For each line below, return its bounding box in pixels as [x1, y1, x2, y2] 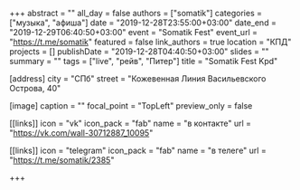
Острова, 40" [9, 83, 61, 93]
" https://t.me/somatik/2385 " [9, 155, 115, 166]
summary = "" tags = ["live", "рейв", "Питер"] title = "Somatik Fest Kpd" [9, 56, 278, 66]
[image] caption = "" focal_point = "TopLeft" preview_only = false [9, 100, 253, 111]
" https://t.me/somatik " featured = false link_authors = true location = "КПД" [9, 36, 292, 47]
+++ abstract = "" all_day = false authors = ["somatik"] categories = [9, 8, 263, 18]
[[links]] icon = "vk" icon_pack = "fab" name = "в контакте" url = [9, 118, 251, 128]
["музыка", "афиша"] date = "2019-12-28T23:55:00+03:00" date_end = [9, 17, 277, 28]
